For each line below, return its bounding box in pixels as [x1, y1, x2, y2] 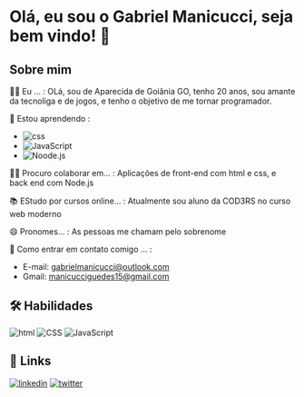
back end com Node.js [9, 177, 94, 188]
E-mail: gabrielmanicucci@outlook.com [22, 262, 170, 272]
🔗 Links [9, 353, 52, 369]
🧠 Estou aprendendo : [9, 114, 91, 124]
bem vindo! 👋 [9, 25, 111, 46]
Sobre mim [9, 62, 73, 77]
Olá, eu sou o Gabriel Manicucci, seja [9, 6, 294, 27]
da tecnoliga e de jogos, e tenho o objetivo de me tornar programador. [9, 95, 272, 106]
